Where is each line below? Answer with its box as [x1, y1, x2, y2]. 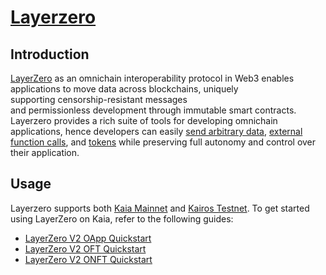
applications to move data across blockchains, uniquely [10, 83, 239, 95]
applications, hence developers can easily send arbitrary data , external [10, 126, 303, 137]
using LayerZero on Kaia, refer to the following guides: [10, 212, 234, 225]
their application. [10, 147, 80, 158]
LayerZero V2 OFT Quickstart [24, 242, 147, 255]
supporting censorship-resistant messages [10, 94, 188, 105]
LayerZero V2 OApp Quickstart [24, 232, 152, 244]
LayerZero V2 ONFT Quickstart [24, 253, 153, 265]
